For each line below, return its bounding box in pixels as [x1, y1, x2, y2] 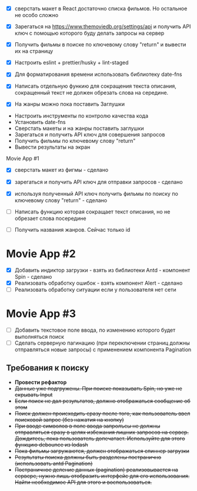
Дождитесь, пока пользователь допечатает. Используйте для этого [14, 435, 185, 442]
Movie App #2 [6, 247, 76, 260]
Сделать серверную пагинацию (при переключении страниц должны [14, 339, 190, 346]
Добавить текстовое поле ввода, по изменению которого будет [14, 326, 176, 333]
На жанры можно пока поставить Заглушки [14, 101, 125, 108]
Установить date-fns [14, 119, 66, 126]
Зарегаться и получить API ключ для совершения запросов [14, 131, 165, 138]
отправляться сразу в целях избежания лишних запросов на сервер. [14, 429, 189, 436]
